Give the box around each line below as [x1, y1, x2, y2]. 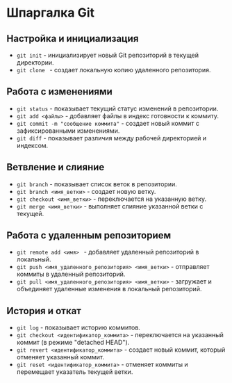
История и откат [6, 304, 81, 317]
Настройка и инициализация [6, 33, 139, 44]
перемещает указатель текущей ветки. [16, 368, 133, 376]
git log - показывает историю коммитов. [16, 323, 140, 332]
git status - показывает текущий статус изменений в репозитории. [16, 104, 219, 113]
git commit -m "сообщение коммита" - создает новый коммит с [16, 119, 199, 127]
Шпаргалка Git [6, 5, 95, 21]
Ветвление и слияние [6, 161, 105, 173]
